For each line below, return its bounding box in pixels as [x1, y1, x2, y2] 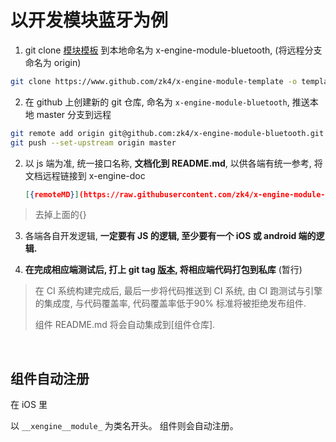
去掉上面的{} [34, 209, 87, 221]
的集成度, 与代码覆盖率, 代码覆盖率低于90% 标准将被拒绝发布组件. [34, 297, 307, 310]
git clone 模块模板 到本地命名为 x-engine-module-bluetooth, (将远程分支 [24, 44, 323, 56]
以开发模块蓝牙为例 [10, 9, 169, 32]
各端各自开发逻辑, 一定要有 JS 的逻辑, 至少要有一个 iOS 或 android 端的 [24, 230, 317, 242]
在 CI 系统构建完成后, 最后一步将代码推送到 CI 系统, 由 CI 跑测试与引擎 [34, 285, 323, 297]
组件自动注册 [10, 370, 90, 387]
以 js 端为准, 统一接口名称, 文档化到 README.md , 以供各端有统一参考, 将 [24, 157, 323, 169]
